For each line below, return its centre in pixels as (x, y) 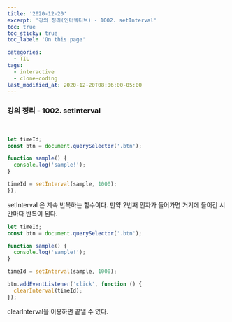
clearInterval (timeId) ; (48, 290)
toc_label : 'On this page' (46, 40)
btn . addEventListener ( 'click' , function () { (74, 284)
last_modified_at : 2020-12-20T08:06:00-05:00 (74, 85)
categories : (24, 52)
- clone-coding (36, 78)
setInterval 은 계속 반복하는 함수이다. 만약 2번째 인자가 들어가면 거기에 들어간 (113, 204)
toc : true (22, 27)
